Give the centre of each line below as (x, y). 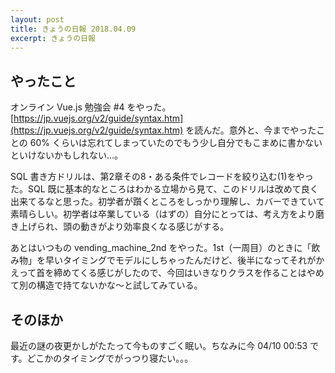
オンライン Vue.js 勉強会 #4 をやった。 (91, 107)
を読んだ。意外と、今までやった (251, 130)
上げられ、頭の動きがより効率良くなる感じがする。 (124, 227)
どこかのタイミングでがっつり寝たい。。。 (110, 358)
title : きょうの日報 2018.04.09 (73, 29)
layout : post (37, 19)
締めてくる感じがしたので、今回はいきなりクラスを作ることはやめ (189, 273)
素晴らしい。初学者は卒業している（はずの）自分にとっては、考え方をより (163, 214)
